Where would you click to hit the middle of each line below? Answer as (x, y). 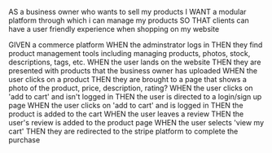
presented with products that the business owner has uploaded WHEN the (133, 71)
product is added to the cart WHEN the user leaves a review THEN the (126, 114)
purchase (24, 140)
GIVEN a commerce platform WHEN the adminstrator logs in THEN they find (136, 45)
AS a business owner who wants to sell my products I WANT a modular (127, 12)
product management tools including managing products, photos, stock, (129, 53)
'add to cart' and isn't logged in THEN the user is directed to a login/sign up (135, 96)
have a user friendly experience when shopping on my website (114, 29)
